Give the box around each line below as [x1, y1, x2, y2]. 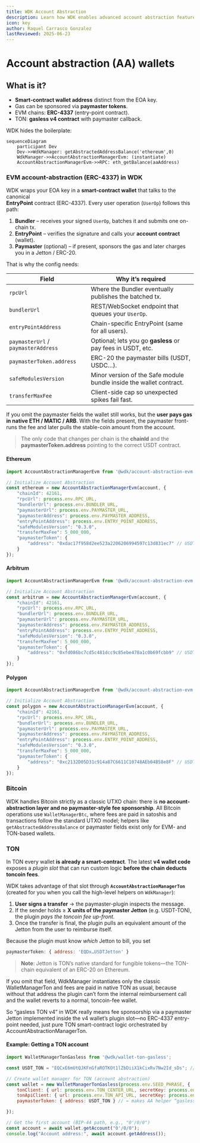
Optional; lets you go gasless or [90, 337, 180, 345]
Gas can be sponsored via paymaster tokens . [14, 103, 128, 110]
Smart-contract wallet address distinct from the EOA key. [14, 96, 158, 103]
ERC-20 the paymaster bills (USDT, [90, 354, 190, 362]
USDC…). [90, 361, 117, 369]
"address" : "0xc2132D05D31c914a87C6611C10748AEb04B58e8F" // [27, 759, 183, 765]
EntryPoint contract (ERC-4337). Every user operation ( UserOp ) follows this [6, 200, 190, 207]
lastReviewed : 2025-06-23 [6, 31, 70, 37]
